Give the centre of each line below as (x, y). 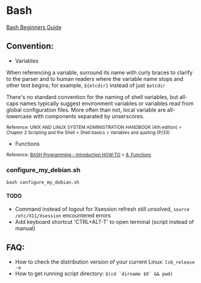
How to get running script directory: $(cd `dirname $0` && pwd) (94, 274)
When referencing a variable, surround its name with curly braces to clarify (100, 72)
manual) (25, 228)
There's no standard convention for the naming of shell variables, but (92, 97)
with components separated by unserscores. (89, 116)
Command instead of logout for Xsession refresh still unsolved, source (102, 209)
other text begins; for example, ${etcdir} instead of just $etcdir (86, 85)
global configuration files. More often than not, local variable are (86, 110)
